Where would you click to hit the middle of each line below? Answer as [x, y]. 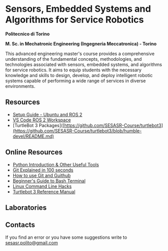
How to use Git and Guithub [42, 175]
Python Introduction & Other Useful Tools [56, 164]
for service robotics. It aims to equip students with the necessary [73, 70]
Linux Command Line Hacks [42, 186]
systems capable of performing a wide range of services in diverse [76, 81]
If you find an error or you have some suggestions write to [66, 237]
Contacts [20, 225]
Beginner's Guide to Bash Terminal [49, 181]
